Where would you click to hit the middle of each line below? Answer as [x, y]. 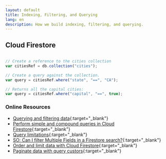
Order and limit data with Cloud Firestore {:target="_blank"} [75, 145]
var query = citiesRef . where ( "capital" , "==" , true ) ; [64, 94]
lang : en [15, 19]
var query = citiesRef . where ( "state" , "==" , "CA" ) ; [62, 80]
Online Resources [28, 107]
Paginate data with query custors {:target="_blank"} [67, 151]
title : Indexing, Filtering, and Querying [51, 15]
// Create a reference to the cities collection [58, 61]
